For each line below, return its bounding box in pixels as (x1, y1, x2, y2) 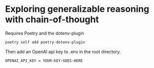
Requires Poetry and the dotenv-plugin (5, 30, 84, 36)
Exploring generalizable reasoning (5, 3, 150, 15)
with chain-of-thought (5, 14, 99, 25)
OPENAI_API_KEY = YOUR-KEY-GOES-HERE (5, 58, 83, 63)
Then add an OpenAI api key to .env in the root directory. (5, 48, 121, 55)
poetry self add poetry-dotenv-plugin (5, 39, 85, 45)
